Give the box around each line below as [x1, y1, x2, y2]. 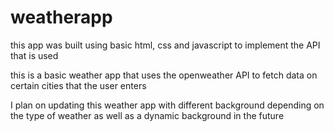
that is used [10, 49, 59, 61]
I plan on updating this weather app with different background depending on [10, 99, 325, 111]
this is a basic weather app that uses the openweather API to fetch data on [10, 69, 318, 81]
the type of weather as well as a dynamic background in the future [10, 109, 285, 121]
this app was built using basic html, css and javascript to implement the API [10, 39, 321, 51]
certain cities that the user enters [10, 79, 147, 91]
